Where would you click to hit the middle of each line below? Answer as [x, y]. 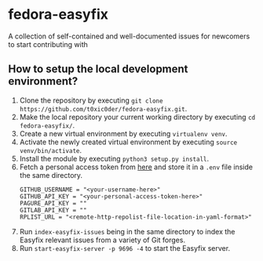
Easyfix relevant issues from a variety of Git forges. [102, 240]
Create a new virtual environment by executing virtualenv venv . [123, 133]
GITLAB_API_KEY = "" [53, 210]
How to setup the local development [98, 69]
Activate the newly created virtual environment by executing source [128, 142]
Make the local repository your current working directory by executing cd [137, 117]
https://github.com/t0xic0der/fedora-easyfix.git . [103, 108]
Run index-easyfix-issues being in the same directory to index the [127, 231]
